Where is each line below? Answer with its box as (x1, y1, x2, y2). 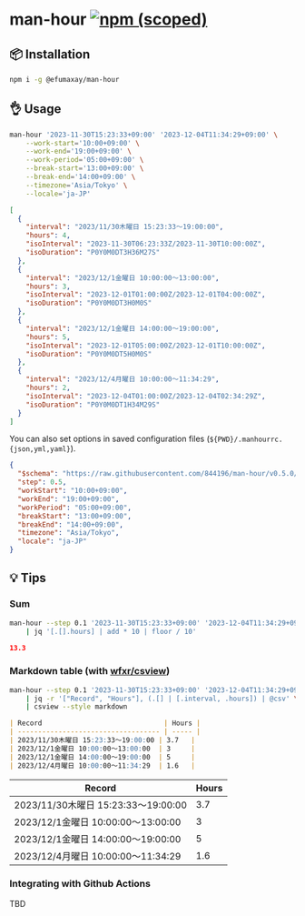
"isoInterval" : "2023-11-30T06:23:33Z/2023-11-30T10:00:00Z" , (25, 239, 266, 249)
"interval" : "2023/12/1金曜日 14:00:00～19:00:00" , (25, 324, 220, 333)
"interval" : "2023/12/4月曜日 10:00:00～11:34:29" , (25, 375, 220, 384)
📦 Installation (9, 46, 91, 62)
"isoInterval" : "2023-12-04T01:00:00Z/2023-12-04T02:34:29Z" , (25, 391, 266, 400)
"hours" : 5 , (25, 332, 71, 341)
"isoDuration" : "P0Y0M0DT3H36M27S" (25, 248, 161, 257)
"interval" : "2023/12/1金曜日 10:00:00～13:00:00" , (25, 273, 220, 282)
